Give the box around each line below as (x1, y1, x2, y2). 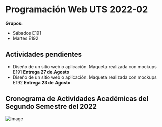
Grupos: (5, 20, 23, 26)
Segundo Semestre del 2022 (5, 102, 97, 111)
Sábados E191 (12, 30, 41, 36)
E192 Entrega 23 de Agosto (12, 79, 71, 86)
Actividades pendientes (5, 50, 82, 59)
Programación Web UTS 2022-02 (5, 4, 148, 15)
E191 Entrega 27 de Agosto (12, 69, 70, 75)
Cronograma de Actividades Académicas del (5, 95, 149, 103)
